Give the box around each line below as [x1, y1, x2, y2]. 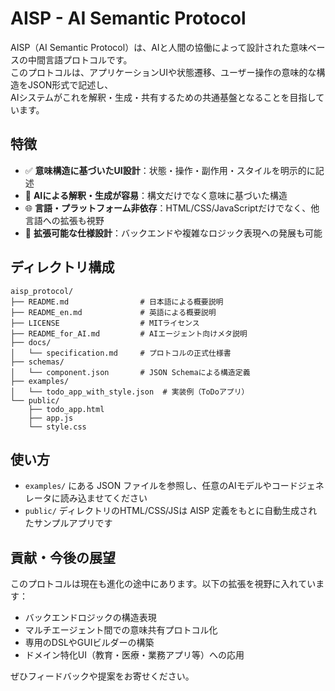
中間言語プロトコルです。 [27, 53, 133, 66]
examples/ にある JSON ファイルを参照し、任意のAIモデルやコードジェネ [24, 480, 325, 492]
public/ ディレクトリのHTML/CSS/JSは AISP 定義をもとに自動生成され [24, 505, 318, 517]
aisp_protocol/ [10, 286, 74, 296]
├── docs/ [10, 337, 52, 347]
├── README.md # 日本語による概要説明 [10, 297, 224, 307]
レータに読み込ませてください [24, 492, 148, 504]
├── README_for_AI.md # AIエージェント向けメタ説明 [10, 328, 248, 339]
